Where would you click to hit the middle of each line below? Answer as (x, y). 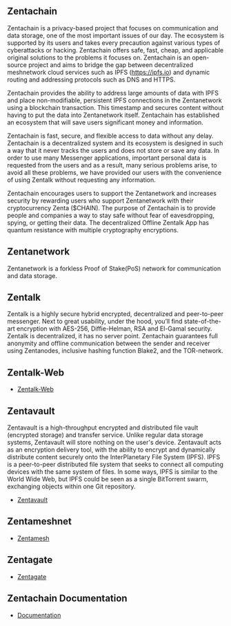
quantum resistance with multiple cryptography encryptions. (93, 230)
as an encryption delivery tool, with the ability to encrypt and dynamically (111, 450)
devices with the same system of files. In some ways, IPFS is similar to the (112, 472)
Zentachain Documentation (67, 599)
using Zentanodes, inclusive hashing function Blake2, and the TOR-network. (115, 351)
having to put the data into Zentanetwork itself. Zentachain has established (113, 115)
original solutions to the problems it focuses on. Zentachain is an (99, 57)
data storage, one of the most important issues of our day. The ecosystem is (116, 35)
